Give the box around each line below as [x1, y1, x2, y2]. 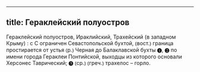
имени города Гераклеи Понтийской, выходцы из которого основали [6, 53, 183, 60]
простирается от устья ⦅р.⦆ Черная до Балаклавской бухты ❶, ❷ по [6, 46, 177, 54]
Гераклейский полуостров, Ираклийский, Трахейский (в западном [6, 33, 176, 40]
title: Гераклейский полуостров [6, 17, 130, 27]
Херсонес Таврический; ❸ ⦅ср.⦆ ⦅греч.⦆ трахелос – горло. [6, 59, 151, 66]
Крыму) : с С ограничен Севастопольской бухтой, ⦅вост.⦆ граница [6, 39, 174, 46]
